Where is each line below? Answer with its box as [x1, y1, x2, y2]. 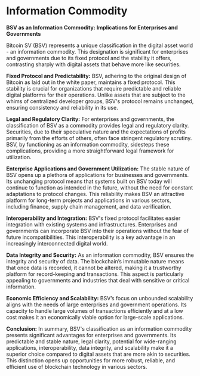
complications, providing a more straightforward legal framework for [6, 147, 174, 154]
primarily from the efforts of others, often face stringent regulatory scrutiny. [6, 134, 192, 141]
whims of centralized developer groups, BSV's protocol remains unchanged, [6, 97, 194, 105]
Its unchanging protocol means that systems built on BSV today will [6, 178, 172, 185]
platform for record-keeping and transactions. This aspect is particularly [6, 270, 184, 278]
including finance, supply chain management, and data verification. [6, 203, 172, 210]
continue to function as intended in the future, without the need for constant [6, 184, 193, 191]
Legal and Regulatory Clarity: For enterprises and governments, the [6, 115, 175, 123]
